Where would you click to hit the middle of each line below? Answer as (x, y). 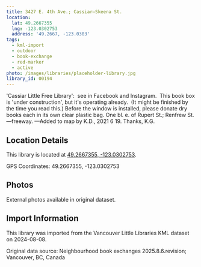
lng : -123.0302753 (35, 28)
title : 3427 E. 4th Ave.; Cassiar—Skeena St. (64, 12)
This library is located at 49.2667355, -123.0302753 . (71, 154)
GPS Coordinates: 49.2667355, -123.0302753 (63, 166)
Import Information (42, 219)
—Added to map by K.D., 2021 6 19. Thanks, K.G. (94, 121)
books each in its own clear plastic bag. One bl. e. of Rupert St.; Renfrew (96, 115)
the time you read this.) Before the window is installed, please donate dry (97, 109)
